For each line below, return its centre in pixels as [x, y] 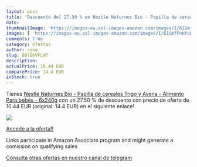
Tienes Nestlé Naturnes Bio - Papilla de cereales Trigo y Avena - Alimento [95, 94]
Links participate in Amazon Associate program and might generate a [90, 140]
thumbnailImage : [26, 28]
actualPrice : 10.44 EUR [35, 66]
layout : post [22, 11]
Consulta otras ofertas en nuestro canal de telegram [69, 158]
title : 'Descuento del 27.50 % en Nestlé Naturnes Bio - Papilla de [91, 17]
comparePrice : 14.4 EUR [35, 72]
